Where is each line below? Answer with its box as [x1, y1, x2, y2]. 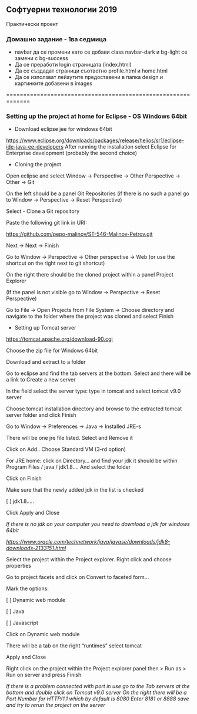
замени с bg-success [14, 55, 69, 62]
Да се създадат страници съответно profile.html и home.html [14, 67, 168, 74]
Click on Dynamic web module [6, 631, 80, 638]
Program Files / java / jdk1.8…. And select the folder [6, 463, 131, 470]
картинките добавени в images [14, 80, 93, 87]
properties [6, 562, 31, 570]
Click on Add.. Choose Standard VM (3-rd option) [6, 446, 126, 453]
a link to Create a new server [6, 376, 76, 383]
